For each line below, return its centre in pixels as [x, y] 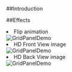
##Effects [18, 20]
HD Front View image [40, 44]
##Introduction [25, 9]
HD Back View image [40, 57]
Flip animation [31, 32]
